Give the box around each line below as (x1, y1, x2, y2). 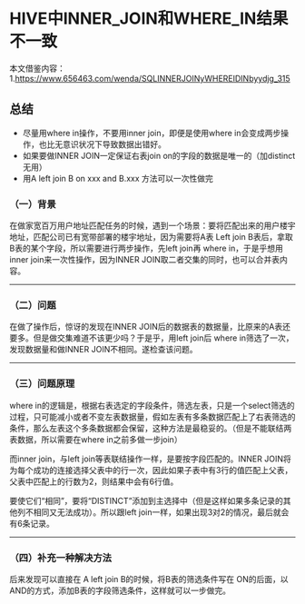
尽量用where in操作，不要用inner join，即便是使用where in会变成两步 (22, 127, 281, 138)
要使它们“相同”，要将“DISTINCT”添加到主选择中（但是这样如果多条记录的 (9, 495, 284, 506)
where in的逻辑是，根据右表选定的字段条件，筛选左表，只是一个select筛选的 (9, 400, 295, 411)
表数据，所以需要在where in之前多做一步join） (9, 433, 183, 445)
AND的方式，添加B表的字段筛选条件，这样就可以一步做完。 (9, 585, 231, 596)
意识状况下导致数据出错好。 (62, 138, 166, 150)
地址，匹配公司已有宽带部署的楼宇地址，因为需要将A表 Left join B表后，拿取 (9, 232, 293, 243)
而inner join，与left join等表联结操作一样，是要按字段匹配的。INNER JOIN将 (9, 453, 292, 464)
